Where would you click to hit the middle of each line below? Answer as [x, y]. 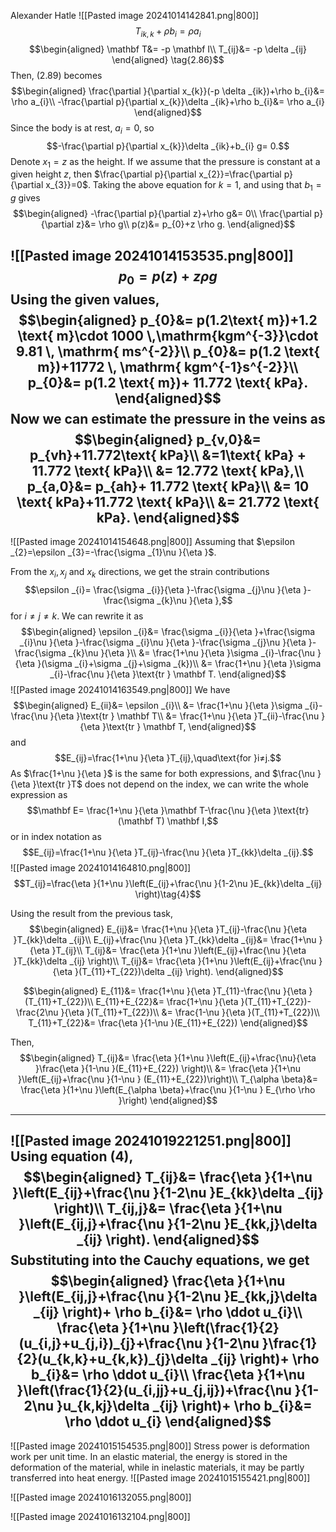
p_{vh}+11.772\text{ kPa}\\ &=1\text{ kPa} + [168, 455]
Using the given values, [85, 299]
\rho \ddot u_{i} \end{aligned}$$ [168, 1421]
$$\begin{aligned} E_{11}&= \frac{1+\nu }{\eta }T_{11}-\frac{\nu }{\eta [165, 991]
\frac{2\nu [37, 1012]
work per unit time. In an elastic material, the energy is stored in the [149, 1456]
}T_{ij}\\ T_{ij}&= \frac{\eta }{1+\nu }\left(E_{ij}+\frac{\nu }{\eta [179, 950]
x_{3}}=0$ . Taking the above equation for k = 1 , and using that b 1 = [183, 186]
